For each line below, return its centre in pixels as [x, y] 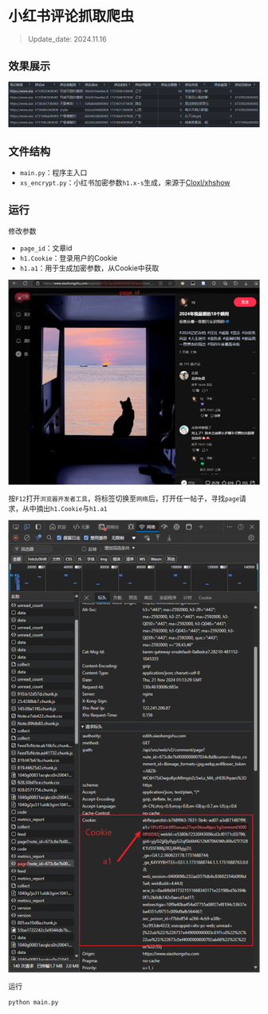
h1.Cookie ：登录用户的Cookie [69, 257]
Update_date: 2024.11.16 [67, 39]
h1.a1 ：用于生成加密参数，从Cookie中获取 [89, 268]
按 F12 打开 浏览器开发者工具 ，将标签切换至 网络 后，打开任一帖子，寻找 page [124, 498]
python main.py [33, 1003]
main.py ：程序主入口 [53, 172]
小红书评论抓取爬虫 [71, 16]
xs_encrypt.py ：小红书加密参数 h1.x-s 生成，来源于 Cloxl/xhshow [125, 182]
